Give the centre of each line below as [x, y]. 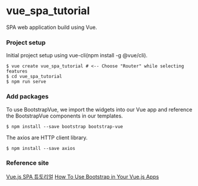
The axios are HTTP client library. [47, 138]
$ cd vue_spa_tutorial [34, 77]
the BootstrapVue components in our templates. [65, 116]
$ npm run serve [26, 82]
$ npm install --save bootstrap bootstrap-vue [65, 126]
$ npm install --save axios [41, 148]
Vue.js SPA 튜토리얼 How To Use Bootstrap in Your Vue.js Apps [82, 177]
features [17, 71]
